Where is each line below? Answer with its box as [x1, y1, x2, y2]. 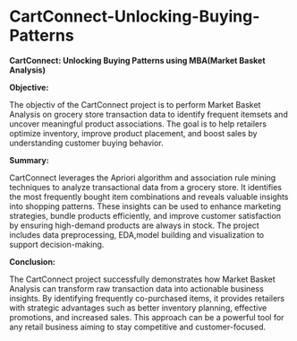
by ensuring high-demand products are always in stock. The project [9, 220, 259, 231]
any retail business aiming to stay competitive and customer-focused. [9, 321, 267, 332]
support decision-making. [9, 239, 105, 249]
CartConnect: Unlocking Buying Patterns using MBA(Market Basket [9, 55, 266, 66]
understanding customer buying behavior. [9, 137, 164, 148]
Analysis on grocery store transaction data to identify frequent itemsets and [9, 109, 288, 119]
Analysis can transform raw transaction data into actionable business [9, 283, 264, 293]
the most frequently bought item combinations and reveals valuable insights [9, 191, 289, 202]
